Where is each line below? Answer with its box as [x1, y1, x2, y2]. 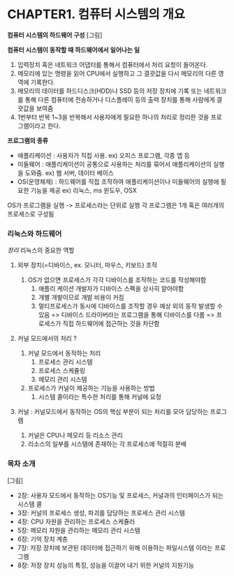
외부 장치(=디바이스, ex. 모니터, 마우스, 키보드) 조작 [17, 261, 158, 269]
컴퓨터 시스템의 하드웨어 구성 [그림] [7, 31, 103, 39]
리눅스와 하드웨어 [7, 228, 62, 238]
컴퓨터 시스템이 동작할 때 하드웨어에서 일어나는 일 [7, 45, 140, 54]
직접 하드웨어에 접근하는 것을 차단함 [62, 319, 160, 328]
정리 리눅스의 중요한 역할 [7, 246, 75, 255]
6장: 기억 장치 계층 [17, 535, 68, 543]
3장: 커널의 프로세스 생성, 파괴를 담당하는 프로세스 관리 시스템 [17, 508, 185, 517]
